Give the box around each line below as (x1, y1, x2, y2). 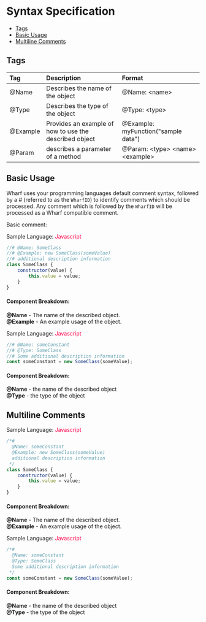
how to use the (45, 127, 89, 136)
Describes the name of (45, 84, 112, 93)
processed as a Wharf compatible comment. (6, 209, 119, 216)
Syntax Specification (6, 4, 115, 18)
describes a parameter (45, 144, 112, 153)
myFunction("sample (121, 127, 182, 136)
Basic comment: (6, 221, 47, 228)
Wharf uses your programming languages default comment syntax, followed (6, 189, 199, 197)
